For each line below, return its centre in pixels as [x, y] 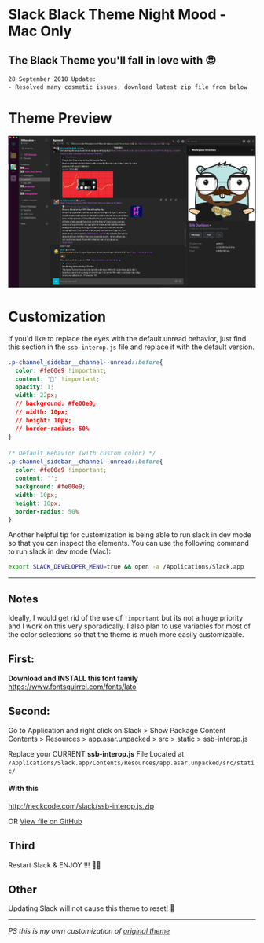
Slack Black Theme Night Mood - [117, 15]
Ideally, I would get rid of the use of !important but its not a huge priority [126, 617]
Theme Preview [60, 118]
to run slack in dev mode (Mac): [60, 551]
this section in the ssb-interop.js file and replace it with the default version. [132, 347]
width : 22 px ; [37, 396]
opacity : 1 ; [35, 387]
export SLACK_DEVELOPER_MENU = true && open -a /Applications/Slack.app [126, 567]
